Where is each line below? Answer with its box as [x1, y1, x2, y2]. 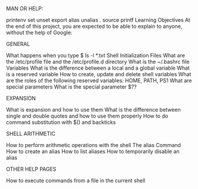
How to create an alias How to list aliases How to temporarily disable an [6, 148, 180, 155]
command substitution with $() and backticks [6, 119, 116, 126]
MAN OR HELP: [6, 5, 44, 12]
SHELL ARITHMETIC [6, 130, 56, 137]
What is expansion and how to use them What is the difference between [6, 106, 181, 113]
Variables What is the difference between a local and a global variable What [6, 64, 190, 71]
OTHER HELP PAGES [6, 165, 57, 172]
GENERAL [6, 41, 31, 47]
